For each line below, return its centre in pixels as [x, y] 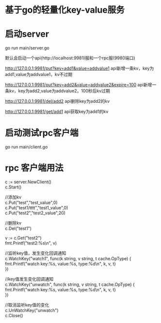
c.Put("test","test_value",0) [31, 202]
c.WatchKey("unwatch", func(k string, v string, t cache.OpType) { [70, 285]
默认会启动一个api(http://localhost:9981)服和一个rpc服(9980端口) [70, 58]
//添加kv [13, 197]
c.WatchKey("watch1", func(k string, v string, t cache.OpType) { [68, 258]
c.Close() [14, 315]
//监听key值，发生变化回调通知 [36, 253]
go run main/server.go [27, 48]
